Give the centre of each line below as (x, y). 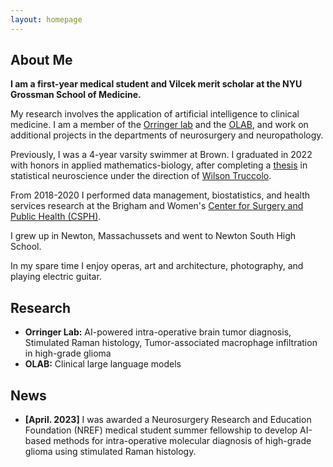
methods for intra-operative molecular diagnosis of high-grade (182, 441)
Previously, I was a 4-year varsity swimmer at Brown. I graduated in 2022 (161, 155)
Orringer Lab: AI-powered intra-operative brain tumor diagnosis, (158, 332)
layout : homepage (46, 19)
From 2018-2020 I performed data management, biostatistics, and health (160, 195)
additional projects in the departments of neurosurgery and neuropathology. (167, 135)
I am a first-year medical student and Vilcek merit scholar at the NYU (156, 84)
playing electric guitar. (56, 277)
